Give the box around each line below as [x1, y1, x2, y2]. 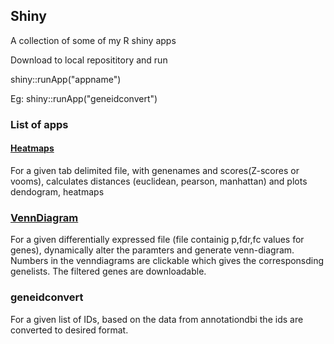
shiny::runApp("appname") [10, 73, 122, 85]
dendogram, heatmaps [10, 185, 105, 198]
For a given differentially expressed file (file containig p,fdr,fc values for [10, 234, 305, 246]
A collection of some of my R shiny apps [10, 34, 177, 46]
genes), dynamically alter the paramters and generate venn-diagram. [10, 244, 295, 256]
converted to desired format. [10, 324, 129, 336]
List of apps [10, 117, 69, 131]
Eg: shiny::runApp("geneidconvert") [10, 92, 158, 104]
